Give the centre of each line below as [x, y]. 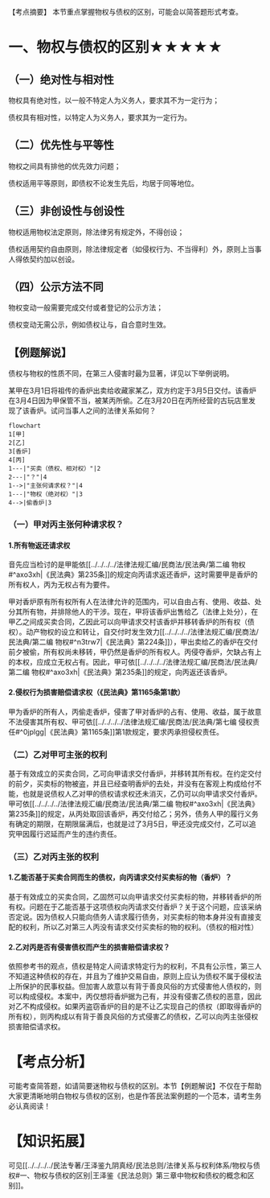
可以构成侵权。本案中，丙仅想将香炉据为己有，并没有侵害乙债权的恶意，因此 [135, 997]
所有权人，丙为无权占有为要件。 [61, 585]
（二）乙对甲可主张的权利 [58, 755]
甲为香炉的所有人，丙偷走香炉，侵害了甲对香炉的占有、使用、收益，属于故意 [135, 711]
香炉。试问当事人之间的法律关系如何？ [93, 411]
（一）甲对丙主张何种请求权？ [66, 525]
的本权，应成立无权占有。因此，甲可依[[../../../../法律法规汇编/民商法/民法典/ [133, 662]
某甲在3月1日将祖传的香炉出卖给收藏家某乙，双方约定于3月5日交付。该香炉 [133, 391]
